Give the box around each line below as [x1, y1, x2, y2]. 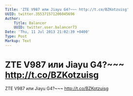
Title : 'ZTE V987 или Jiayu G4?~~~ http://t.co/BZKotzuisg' [5, 7, 130, 12]
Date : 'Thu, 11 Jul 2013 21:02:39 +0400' [5, 29, 90, 34]
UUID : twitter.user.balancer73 [14, 25, 77, 30]
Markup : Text [5, 39, 32, 43]
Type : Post [5, 34, 27, 39]
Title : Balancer [14, 20, 47, 26]
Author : [5, 16, 21, 21]
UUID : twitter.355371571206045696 [5, 12, 75, 16]
